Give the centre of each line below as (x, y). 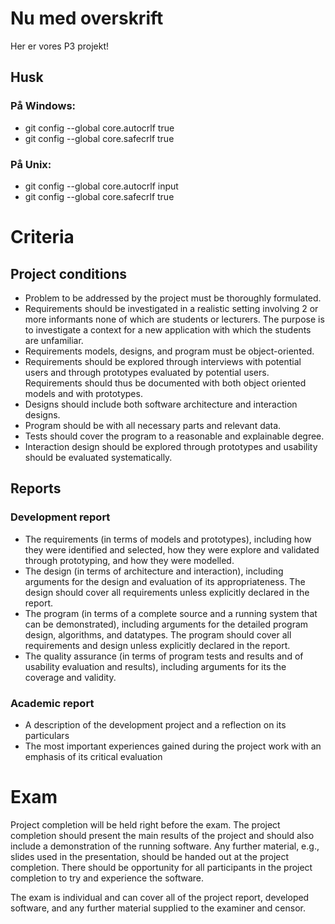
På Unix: (31, 164)
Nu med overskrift (87, 18)
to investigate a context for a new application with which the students (168, 329)
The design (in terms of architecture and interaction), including (154, 571)
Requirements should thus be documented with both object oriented (165, 383)
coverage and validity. (70, 677)
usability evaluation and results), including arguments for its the (155, 666)
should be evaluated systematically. (98, 457)
